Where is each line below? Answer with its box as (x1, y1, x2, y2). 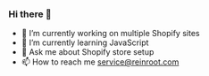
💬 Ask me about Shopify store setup (21, 47, 155, 57)
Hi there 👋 (8, 8, 53, 20)
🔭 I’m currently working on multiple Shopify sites (21, 28, 200, 39)
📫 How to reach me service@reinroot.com (21, 57, 180, 67)
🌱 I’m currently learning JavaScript (21, 37, 149, 48)
